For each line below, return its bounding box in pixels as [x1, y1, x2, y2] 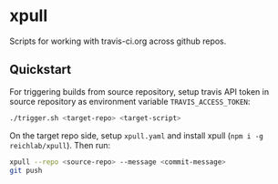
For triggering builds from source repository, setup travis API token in [9, 86, 270, 97]
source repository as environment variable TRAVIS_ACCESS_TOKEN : [9, 96, 251, 107]
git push [9, 166, 43, 175]
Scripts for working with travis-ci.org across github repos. [9, 36, 227, 46]
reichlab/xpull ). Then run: [9, 139, 111, 150]
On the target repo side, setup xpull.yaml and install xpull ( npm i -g [9, 129, 264, 141]
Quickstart [9, 62, 72, 77]
